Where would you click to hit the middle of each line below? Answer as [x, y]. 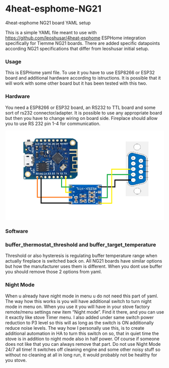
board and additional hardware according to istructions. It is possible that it [83, 78]
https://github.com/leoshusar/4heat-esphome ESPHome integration [76, 38]
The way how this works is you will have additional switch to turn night [78, 301]
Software [17, 231]
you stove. [16, 360]
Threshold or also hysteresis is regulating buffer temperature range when [81, 256]
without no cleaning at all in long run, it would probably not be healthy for [81, 355]
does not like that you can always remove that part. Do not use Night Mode [83, 344]
